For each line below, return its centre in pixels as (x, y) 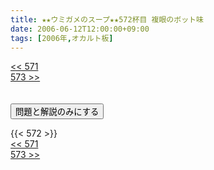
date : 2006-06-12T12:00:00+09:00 (80, 29)
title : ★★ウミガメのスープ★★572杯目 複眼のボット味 (107, 19)
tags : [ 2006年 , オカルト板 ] (62, 38)
